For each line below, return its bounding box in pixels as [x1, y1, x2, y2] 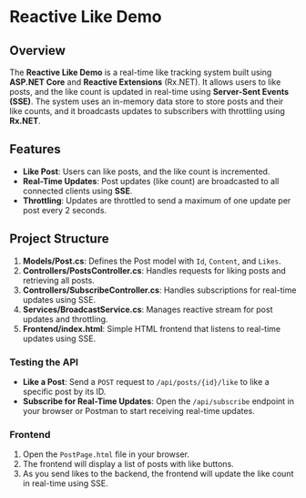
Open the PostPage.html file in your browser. [22, 449, 189, 460]
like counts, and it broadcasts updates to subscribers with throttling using [9, 106, 285, 116]
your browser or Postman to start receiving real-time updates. [22, 405, 255, 416]
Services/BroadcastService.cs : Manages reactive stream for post [22, 304, 273, 315]
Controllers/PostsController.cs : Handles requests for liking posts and [22, 265, 287, 275]
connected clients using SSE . [22, 185, 133, 196]
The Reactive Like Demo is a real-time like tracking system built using [9, 67, 272, 78]
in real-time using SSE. [22, 478, 109, 489]
